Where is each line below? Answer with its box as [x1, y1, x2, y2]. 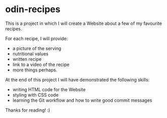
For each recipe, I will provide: [5, 35, 68, 42]
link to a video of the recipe [12, 61, 70, 67]
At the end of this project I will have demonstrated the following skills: [5, 76, 150, 83]
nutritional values [12, 51, 49, 57]
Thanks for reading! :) [5, 107, 50, 113]
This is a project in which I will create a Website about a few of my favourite [5, 20, 162, 26]
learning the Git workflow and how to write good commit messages [12, 97, 152, 103]
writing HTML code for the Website [12, 86, 86, 92]
